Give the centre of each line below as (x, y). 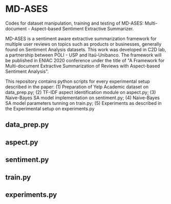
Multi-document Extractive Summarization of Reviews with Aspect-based (83, 66)
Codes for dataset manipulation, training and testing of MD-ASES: (74, 23)
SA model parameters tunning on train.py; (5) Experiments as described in (84, 103)
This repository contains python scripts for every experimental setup (78, 81)
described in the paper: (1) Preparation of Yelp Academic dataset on (77, 87)
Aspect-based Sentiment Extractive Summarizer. (82, 28)
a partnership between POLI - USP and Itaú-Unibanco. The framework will (83, 55)
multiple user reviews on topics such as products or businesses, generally (83, 44)
